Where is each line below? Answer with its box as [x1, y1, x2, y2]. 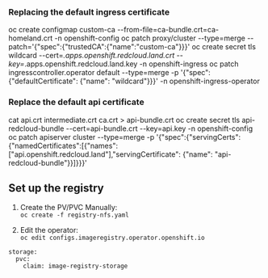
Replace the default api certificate [8, 96, 144, 107]
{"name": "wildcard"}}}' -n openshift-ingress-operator [79, 76, 261, 86]
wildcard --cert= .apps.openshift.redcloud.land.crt [8, 51, 175, 61]
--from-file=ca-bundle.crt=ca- [116, 25, 220, 35]
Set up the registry [8, 181, 104, 195]
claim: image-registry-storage [23, 262, 128, 271]
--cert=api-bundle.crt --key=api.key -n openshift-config [65, 124, 253, 133]
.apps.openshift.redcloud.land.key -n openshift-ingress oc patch [23, 59, 239, 69]
